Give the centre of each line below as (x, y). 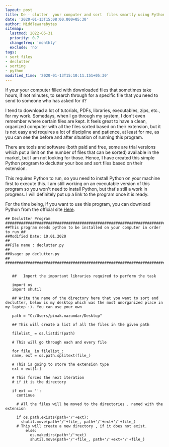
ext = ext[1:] (27, 369)
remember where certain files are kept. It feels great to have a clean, (76, 121)
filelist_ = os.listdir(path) (44, 333)
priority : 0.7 (24, 38)
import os (22, 285)
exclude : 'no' (24, 47)
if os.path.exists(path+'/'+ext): (53, 417)
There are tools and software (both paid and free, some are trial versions (80, 147)
